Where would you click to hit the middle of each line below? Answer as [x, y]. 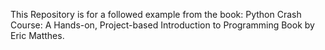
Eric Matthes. [37, 35]
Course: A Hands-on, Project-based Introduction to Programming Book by [162, 25]
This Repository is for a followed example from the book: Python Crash [156, 14]
